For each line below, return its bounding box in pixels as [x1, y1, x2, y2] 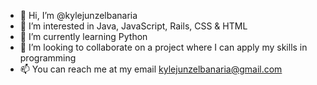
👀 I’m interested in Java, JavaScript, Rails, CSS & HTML [19, 20, 248, 32]
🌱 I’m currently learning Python [19, 31, 148, 42]
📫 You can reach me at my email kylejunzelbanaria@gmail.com [19, 63, 283, 75]
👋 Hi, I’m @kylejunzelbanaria [19, 10, 138, 21]
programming [19, 52, 77, 64]
